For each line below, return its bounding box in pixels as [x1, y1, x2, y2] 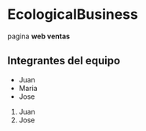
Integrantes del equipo [7, 54, 121, 67]
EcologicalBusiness [7, 5, 138, 24]
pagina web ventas [7, 31, 71, 41]
